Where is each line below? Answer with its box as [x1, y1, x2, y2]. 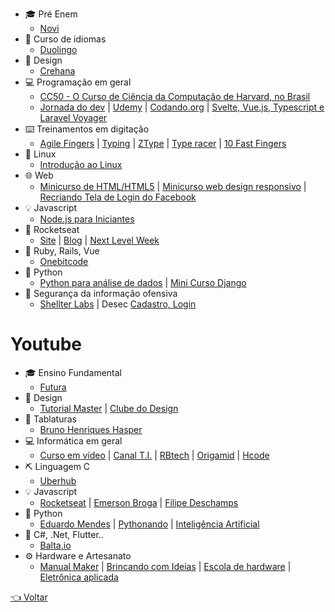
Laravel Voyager [39, 112, 108, 123]
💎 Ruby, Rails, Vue [24, 245, 100, 257]
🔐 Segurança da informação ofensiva [24, 288, 178, 299]
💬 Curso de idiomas [24, 33, 107, 45]
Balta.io [39, 539, 72, 551]
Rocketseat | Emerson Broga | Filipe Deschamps [39, 496, 239, 508]
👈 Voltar [10, 591, 48, 603]
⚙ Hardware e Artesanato [24, 549, 132, 562]
